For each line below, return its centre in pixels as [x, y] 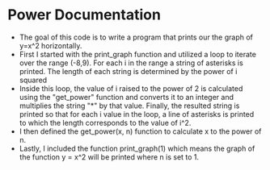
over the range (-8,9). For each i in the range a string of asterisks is [131, 63]
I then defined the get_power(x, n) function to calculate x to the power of [140, 131]
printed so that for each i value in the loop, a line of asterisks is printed [137, 114]
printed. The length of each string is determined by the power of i [128, 71]
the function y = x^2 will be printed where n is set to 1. [109, 157]
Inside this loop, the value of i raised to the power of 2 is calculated [131, 88]
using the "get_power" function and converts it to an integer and [127, 97]
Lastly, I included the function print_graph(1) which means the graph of [137, 148]
